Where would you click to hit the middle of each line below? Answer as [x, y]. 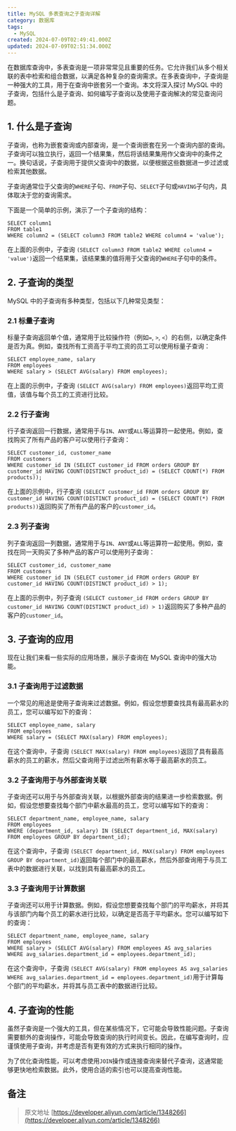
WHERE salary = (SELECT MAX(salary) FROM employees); [88, 737]
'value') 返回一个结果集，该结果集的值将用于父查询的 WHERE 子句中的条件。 [114, 258]
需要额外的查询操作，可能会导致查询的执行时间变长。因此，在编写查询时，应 [118, 1038]
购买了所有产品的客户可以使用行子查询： [72, 440]
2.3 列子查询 [28, 526]
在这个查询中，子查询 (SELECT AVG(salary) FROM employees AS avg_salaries [118, 968]
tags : [15, 27]
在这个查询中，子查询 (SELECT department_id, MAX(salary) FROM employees [116, 851]
